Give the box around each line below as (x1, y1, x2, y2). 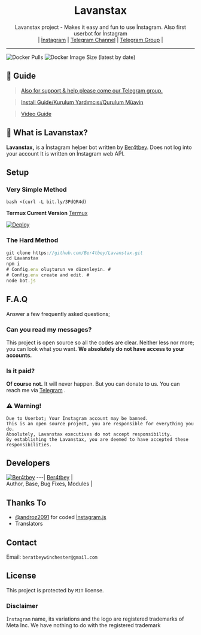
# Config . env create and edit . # (6, 272, 90, 278)
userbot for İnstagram (74, 29, 127, 37)
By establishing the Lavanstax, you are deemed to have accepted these (6, 436, 188, 442)
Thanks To (6, 497, 47, 508)
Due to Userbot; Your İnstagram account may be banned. (6, 415, 148, 421)
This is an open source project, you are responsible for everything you (6, 421, 194, 427)
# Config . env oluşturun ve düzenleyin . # (6, 267, 111, 273)
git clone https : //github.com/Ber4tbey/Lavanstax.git (6, 250, 144, 256)
